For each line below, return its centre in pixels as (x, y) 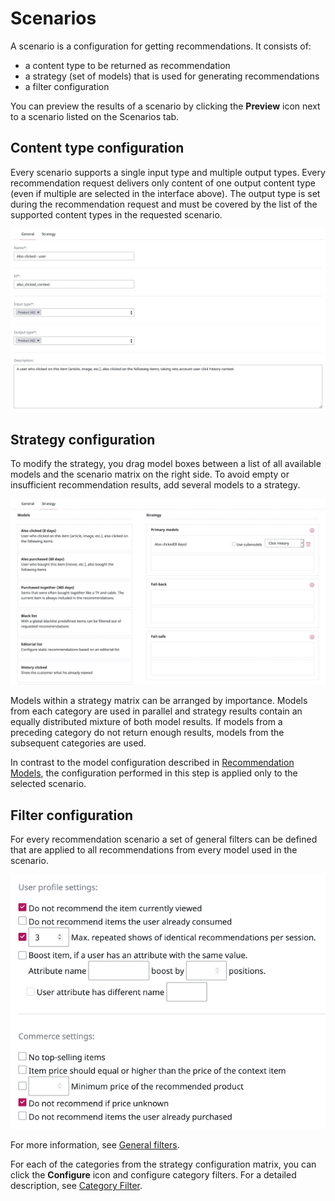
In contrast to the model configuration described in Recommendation (152, 763)
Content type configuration (97, 148)
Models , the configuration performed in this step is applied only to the (154, 773)
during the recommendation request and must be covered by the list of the (164, 204)
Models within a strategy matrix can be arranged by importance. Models (159, 701)
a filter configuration (67, 86)
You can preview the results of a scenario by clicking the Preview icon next (165, 106)
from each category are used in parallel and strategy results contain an (156, 711)
